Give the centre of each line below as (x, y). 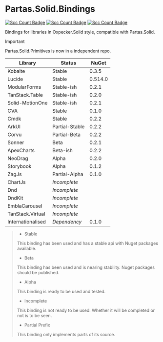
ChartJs (17, 182)
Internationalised (27, 221)
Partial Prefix (37, 325)
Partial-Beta (66, 134)
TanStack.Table (25, 95)
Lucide (15, 79)
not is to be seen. (34, 315)
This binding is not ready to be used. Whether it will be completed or (86, 310)
